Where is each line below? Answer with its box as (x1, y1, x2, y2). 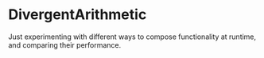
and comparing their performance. (8, 40, 122, 49)
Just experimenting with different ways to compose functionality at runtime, (8, 32, 257, 41)
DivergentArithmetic (8, 6, 147, 24)
